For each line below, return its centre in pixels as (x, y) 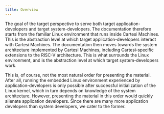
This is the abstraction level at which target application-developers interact (81, 39)
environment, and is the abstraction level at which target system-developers (82, 60)
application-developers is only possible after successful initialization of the (81, 85)
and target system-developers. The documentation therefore (90, 29)
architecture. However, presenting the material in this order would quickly (79, 96)
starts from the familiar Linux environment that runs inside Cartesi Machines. (82, 34)
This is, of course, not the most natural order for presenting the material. (78, 75)
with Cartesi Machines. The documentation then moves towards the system (81, 44)
